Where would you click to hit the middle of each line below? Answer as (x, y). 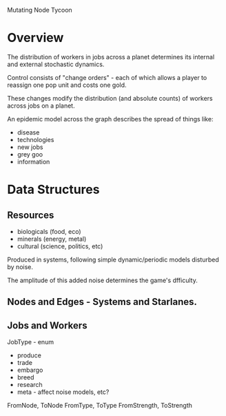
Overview (35, 38)
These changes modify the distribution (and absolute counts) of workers (110, 98)
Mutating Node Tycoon (40, 10)
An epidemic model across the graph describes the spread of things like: (110, 119)
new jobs (30, 147)
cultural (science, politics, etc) (60, 246)
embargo (30, 370)
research (30, 385)
